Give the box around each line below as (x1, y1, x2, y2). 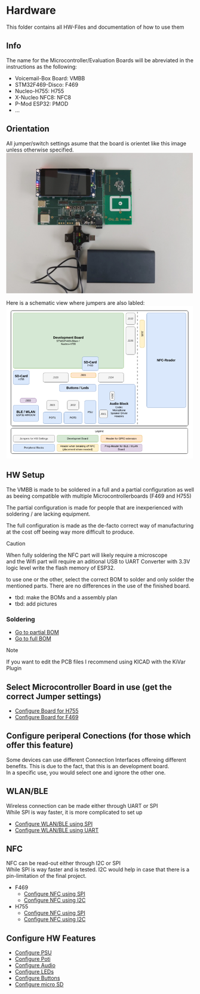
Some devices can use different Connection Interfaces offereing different (6, 756, 186, 763)
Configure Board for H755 (14, 707, 79, 714)
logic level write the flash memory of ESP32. (6, 564, 115, 571)
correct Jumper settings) (6, 691, 101, 701)
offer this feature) (6, 740, 73, 750)
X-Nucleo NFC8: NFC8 (14, 93, 72, 101)
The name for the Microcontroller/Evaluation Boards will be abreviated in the (6, 56, 194, 63)
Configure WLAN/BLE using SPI (14, 820, 93, 827)
